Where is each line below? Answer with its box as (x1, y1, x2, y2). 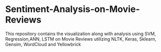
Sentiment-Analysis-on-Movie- (5, 3, 140, 15)
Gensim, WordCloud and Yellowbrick (5, 41, 82, 47)
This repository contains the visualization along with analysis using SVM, (5, 30, 156, 36)
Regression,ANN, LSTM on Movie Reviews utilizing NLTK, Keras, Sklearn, (5, 36, 157, 42)
